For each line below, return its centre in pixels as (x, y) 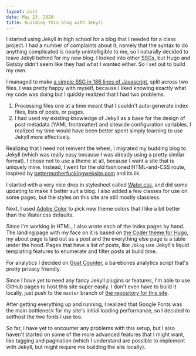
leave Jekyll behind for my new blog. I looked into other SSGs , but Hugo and (98, 58)
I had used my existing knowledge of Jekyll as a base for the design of (100, 118)
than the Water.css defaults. (40, 215)
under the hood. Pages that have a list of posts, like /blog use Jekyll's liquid (98, 245)
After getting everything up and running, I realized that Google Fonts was (94, 304)
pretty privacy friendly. (34, 269)
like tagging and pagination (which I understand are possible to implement (96, 341)
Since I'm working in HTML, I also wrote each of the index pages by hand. (95, 227)
